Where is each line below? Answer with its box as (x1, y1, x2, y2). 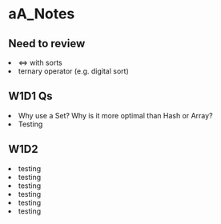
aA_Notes (8, 5, 75, 23)
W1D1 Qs (8, 90, 54, 103)
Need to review (8, 37, 86, 50)
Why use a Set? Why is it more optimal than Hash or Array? (18, 110, 214, 120)
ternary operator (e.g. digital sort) (18, 66, 130, 76)
